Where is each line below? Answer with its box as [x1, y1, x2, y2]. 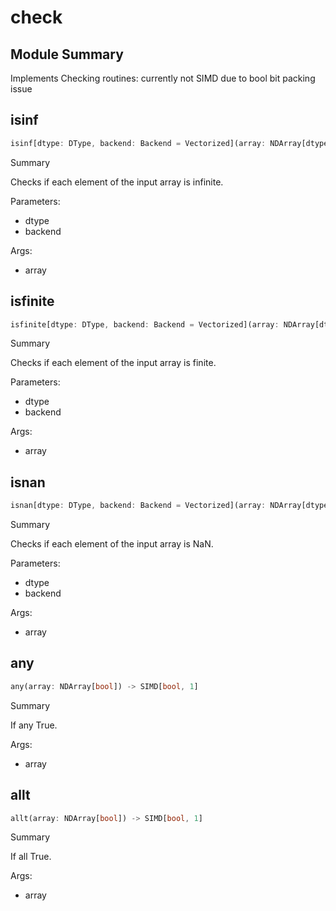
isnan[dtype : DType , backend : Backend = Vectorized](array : [10, 501, 267, 511]
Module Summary [10, 46, 124, 63]
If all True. [10, 851, 52, 863]
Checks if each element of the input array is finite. [10, 357, 217, 369]
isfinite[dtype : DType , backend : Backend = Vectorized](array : [10, 319, 280, 330]
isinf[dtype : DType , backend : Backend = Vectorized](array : [10, 138, 267, 148]
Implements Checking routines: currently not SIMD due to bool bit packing [10, 72, 316, 84]
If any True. [10, 719, 58, 731]
